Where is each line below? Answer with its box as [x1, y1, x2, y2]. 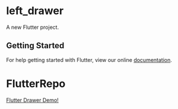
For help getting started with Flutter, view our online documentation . [6, 56, 172, 63]
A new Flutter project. [6, 24, 59, 31]
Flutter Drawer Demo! [6, 96, 59, 104]
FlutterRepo [6, 77, 66, 90]
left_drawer [6, 4, 64, 18]
